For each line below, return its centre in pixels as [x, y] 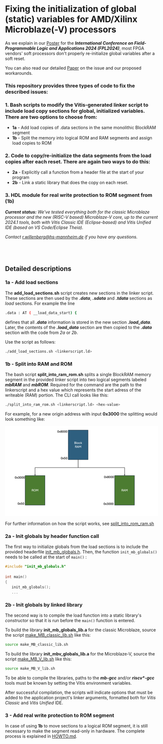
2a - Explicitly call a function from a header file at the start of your [78, 172]
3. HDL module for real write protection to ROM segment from [79, 195]
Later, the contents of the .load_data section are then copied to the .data [78, 327]
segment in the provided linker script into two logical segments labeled [76, 380]
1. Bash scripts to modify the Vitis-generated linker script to [77, 104]
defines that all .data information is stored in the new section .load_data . [78, 322]
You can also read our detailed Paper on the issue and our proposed [73, 68]
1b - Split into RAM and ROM [39, 364]
